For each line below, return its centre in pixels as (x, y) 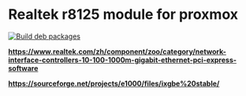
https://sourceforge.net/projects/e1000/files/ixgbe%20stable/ (114, 83)
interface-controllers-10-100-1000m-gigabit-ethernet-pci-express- (123, 60)
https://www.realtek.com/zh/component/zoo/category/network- (117, 51)
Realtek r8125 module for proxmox (123, 15)
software (23, 68)
